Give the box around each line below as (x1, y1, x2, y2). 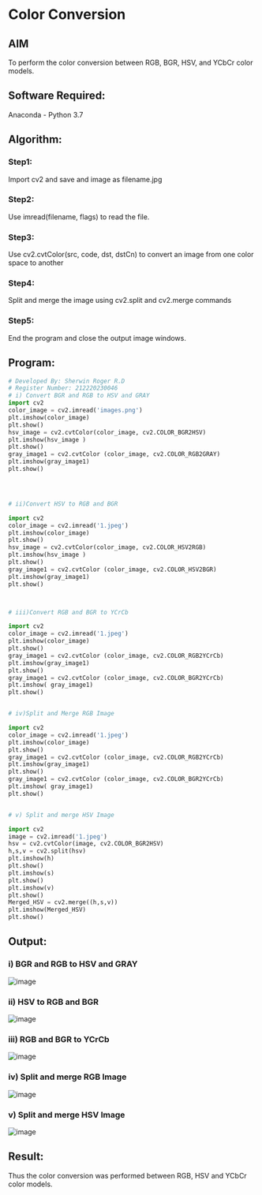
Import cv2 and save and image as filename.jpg (8, 174, 163, 184)
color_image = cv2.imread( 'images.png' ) (8, 406, 144, 414)
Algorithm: (8, 133, 62, 147)
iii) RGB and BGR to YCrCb (8, 1033, 110, 1044)
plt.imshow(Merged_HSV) (8, 906, 87, 914)
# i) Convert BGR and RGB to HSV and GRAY (8, 392, 150, 400)
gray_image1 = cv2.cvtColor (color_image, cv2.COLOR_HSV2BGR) (8, 566, 217, 573)
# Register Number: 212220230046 (8, 384, 118, 392)
